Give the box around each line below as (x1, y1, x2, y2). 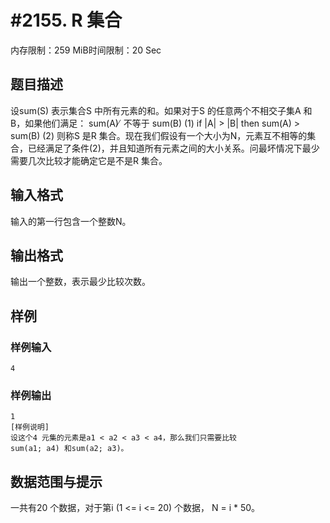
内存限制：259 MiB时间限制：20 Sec (10, 44, 162, 56)
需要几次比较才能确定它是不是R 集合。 (10, 154, 168, 166)
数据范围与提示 (10, 473, 103, 490)
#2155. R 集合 (10, 9, 123, 32)
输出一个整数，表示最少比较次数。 (10, 276, 151, 288)
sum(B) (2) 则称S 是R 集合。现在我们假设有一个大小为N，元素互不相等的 (10, 129, 308, 141)
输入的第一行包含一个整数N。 (10, 215, 132, 227)
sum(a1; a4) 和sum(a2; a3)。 (10, 444, 129, 454)
